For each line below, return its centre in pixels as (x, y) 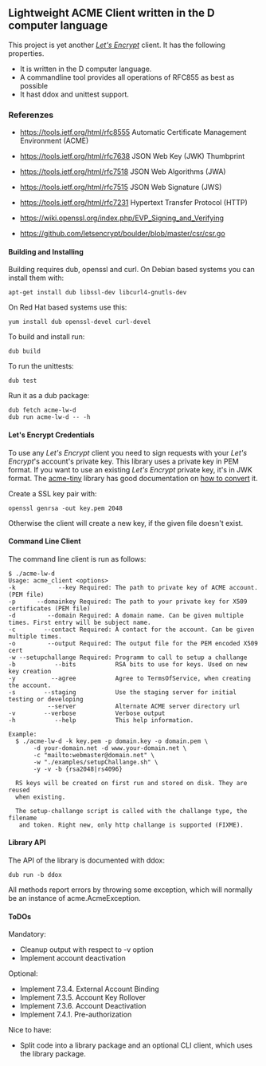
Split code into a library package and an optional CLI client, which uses (136, 1045)
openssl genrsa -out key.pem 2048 (66, 508)
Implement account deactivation (72, 958)
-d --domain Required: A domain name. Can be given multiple (126, 615)
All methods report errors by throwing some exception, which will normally (131, 890)
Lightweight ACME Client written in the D (111, 13)
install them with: (36, 278)
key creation (30, 671)
